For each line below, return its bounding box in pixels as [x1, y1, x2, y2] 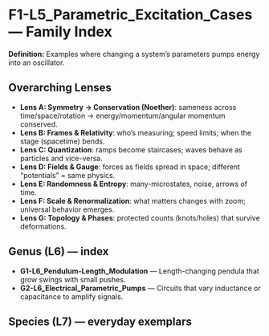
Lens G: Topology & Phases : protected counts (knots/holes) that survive [19, 213, 261, 222]
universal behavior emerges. [19, 204, 115, 214]
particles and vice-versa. [19, 153, 103, 163]
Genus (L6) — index [8, 245, 109, 258]
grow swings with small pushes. [19, 274, 126, 284]
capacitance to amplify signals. [19, 291, 124, 302]
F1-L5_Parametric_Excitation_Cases [8, 6, 253, 24]
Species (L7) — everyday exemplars [8, 314, 193, 328]
